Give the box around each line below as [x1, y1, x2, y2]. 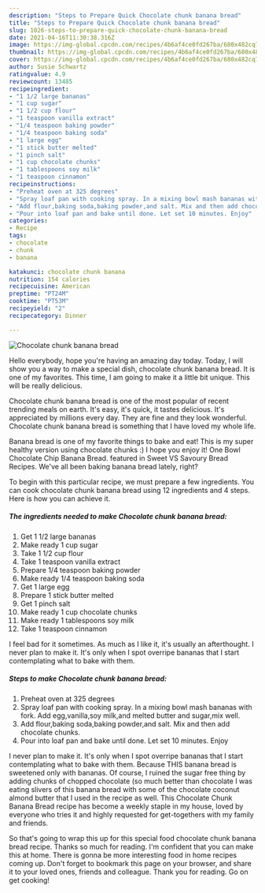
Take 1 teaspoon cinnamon [20, 624, 108, 633]
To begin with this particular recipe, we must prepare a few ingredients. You [9, 476, 255, 486]
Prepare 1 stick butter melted [20, 590, 114, 600]
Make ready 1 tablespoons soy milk [20, 615, 134, 625]
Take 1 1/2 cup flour [20, 548, 84, 558]
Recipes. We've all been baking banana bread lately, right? [9, 461, 199, 471]
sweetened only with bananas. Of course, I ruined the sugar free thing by [9, 768, 246, 777]
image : [9, 41, 31, 49]
